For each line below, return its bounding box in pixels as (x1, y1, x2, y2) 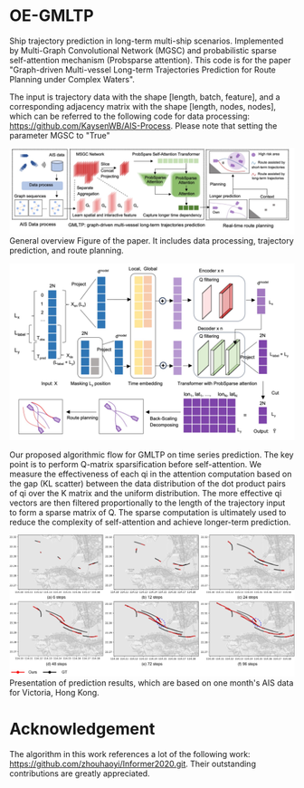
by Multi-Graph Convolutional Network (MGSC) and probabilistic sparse (9, 44, 278, 55)
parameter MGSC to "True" (9, 130, 110, 140)
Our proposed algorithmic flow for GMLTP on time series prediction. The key (9, 449, 294, 460)
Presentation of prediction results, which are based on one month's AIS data (9, 677, 294, 688)
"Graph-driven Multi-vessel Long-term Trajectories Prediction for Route (9, 64, 276, 75)
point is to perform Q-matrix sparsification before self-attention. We (9, 458, 262, 469)
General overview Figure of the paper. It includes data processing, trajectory (9, 235, 294, 245)
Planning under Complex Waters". (9, 73, 136, 84)
